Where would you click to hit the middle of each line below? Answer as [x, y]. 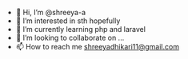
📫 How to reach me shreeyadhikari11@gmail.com [98, 47]
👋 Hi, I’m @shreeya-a [51, 12]
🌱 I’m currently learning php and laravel [81, 29]
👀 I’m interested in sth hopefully [68, 21]
